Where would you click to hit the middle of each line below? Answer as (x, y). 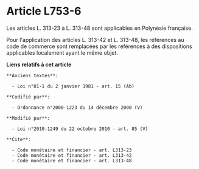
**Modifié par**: (28, 118)
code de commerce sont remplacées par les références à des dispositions (100, 46)
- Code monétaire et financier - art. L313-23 (72, 150)
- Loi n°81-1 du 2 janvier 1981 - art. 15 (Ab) (73, 86)
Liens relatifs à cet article (39, 64)
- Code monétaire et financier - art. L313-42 (72, 155)
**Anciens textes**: (33, 75)
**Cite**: (19, 139)
